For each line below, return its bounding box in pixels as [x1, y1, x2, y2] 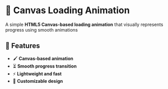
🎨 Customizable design [12, 78, 63, 84]
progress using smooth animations [5, 26, 78, 33]
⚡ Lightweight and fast [12, 71, 62, 77]
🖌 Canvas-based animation [12, 55, 74, 62]
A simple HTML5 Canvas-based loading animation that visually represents [5, 21, 163, 27]
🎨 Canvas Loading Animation [5, 5, 130, 16]
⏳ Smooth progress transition [12, 63, 77, 69]
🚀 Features [5, 42, 40, 50]
